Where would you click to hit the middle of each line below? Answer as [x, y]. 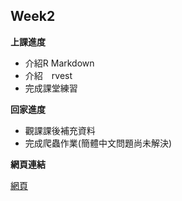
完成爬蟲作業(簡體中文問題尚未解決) [98, 143]
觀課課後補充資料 [60, 130]
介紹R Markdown [59, 63]
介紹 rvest [48, 75]
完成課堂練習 [51, 88]
